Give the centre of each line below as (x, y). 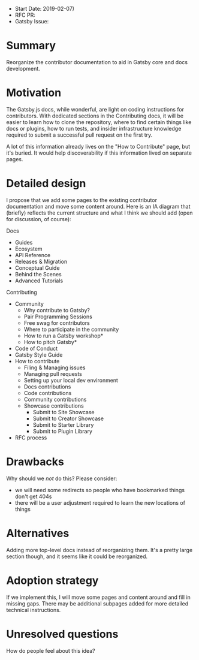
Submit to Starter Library (63, 424)
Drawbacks (35, 462)
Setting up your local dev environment (71, 380)
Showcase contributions (54, 406)
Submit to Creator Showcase (68, 418)
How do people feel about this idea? (51, 650)
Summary (31, 46)
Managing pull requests (53, 373)
